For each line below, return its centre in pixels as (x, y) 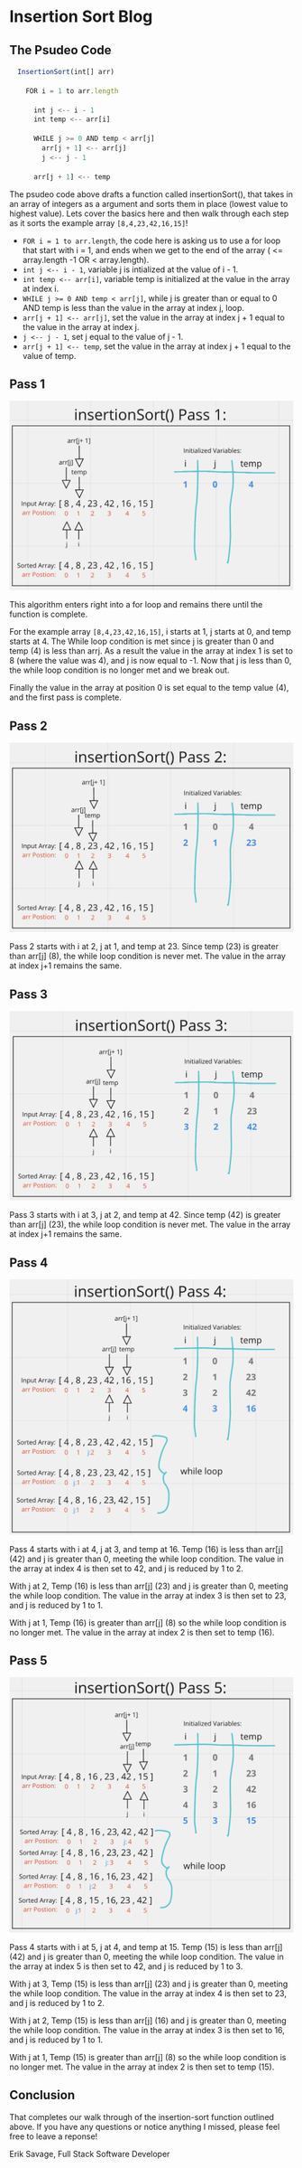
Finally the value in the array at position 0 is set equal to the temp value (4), (149, 688)
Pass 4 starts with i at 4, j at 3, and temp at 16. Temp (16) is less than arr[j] (146, 1549)
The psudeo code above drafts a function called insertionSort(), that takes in (151, 194)
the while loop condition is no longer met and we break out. (119, 670)
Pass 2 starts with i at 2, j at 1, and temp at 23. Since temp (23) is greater (144, 947)
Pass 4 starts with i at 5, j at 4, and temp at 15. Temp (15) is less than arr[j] (146, 1946)
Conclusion (42, 2095)
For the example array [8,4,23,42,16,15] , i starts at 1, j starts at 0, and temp (150, 632)
